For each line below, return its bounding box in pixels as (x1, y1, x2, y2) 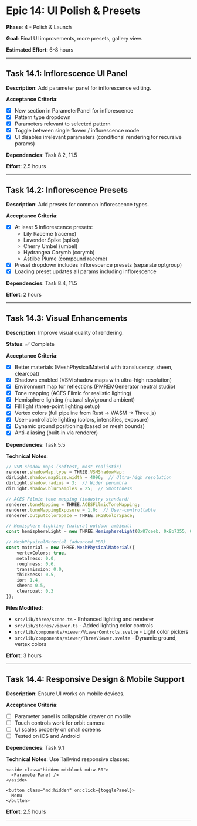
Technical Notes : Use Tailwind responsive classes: (6, 755, 130, 763)
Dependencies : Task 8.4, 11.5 (6, 280, 77, 287)
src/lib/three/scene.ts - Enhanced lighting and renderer (14, 616, 154, 623)
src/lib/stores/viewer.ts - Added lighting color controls (14, 621, 154, 628)
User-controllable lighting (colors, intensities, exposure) (14, 416, 150, 423)
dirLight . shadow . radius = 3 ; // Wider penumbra (6, 480, 127, 486)
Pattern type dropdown (14, 113, 71, 121)
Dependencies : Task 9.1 (6, 744, 64, 751)
